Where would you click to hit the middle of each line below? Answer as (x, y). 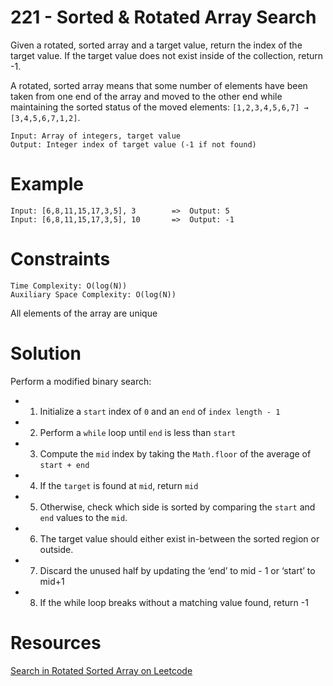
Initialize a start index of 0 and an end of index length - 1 (160, 411)
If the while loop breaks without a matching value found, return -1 (174, 602)
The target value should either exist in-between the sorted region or (179, 538)
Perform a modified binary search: (81, 381)
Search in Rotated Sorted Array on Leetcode (101, 670)
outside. (56, 549)
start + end (64, 465)
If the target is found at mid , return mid (119, 485)
